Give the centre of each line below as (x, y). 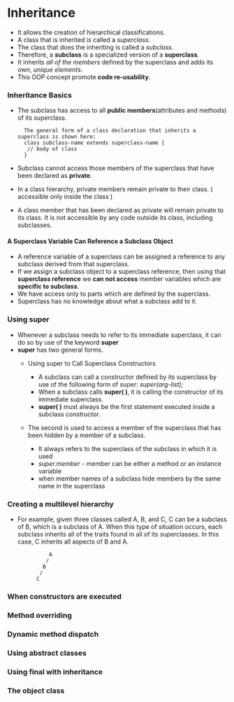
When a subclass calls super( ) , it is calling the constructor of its (131, 392)
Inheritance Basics (39, 95)
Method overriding (39, 615)
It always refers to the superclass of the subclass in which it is (127, 448)
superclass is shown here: (57, 137)
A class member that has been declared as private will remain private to (120, 210)
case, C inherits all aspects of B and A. (73, 542)
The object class (36, 690)
